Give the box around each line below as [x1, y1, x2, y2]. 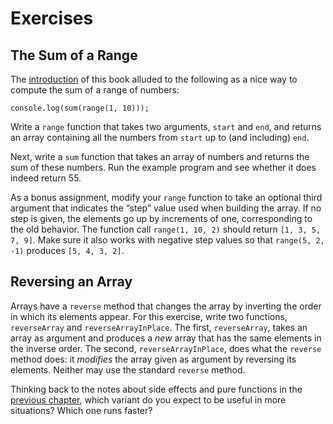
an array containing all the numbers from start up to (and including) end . [10, 132, 310, 143]
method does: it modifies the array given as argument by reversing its [10, 353, 297, 365]
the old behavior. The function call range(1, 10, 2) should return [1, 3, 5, [10, 223, 322, 235]
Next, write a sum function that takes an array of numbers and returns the [10, 151, 310, 162]
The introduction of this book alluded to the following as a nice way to [10, 73, 298, 85]
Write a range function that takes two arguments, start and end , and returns [10, 121, 322, 132]
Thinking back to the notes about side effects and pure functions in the [10, 383, 303, 395]
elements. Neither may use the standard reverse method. [10, 363, 246, 376]
